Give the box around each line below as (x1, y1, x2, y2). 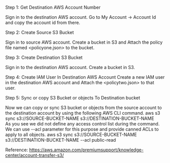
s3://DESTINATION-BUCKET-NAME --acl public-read (5, 137, 116, 143)
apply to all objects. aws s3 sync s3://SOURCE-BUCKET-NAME (5, 132, 137, 138)
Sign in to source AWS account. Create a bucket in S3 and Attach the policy (5, 39, 163, 45)
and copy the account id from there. (5, 20, 80, 25)
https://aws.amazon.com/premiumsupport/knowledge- (29, 147, 144, 153)
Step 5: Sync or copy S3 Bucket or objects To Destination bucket (5, 95, 141, 101)
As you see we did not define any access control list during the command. (5, 121, 160, 126)
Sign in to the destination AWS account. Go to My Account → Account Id (5, 14, 156, 20)
